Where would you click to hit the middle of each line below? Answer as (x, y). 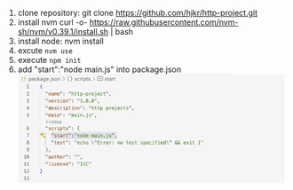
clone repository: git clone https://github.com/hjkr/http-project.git (138, 13)
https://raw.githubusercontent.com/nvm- (164, 22)
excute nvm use (45, 51)
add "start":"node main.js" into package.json (99, 69)
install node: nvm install (60, 41)
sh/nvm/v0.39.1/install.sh (63, 32)
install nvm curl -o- (52, 22)
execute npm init (49, 60)
